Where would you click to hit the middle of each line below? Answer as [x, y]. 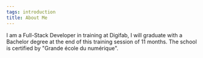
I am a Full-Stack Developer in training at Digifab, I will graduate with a [94, 35]
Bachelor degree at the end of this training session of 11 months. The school [101, 42]
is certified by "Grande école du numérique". [62, 48]
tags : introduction [31, 12]
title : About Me [27, 18]
